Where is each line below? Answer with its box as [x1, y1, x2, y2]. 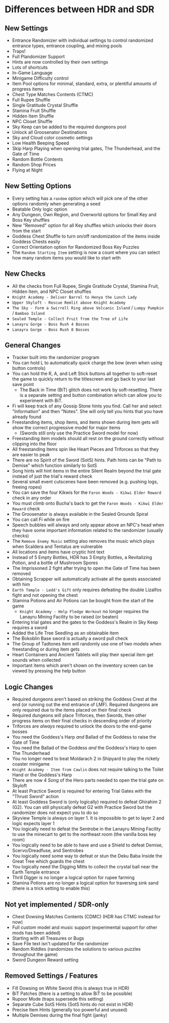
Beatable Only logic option [12, 206, 68, 212]
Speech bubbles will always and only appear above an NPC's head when [12, 522, 164, 528]
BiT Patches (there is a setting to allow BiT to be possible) [12, 990, 133, 997]
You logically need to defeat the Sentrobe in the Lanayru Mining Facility [12, 826, 161, 832]
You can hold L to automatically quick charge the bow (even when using [12, 360, 162, 366]
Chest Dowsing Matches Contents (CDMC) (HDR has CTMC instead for [12, 914, 160, 920]
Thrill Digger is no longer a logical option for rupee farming [12, 874, 135, 881]
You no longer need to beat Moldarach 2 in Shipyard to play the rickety [12, 755, 160, 762]
